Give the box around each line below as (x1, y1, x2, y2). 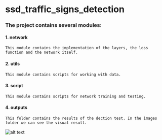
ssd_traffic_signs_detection (5, 4, 125, 15)
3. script (5, 83, 23, 89)
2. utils (5, 60, 20, 66)
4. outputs (5, 104, 28, 111)
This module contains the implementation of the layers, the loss (5, 46, 148, 51)
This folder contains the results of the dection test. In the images (5, 116, 157, 121)
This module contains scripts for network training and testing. (5, 94, 146, 99)
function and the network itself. (5, 50, 78, 55)
